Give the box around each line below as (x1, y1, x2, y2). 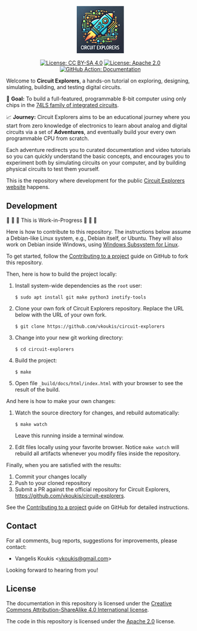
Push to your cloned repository (14, 479, 91, 486)
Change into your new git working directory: (14, 334, 124, 341)
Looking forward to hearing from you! (6, 566, 98, 574)
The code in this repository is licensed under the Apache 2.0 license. (6, 617, 176, 624)
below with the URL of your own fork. (14, 311, 107, 318)
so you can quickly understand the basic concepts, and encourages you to (6, 153, 190, 160)
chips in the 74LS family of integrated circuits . (6, 102, 119, 109)
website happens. (6, 184, 50, 191)
